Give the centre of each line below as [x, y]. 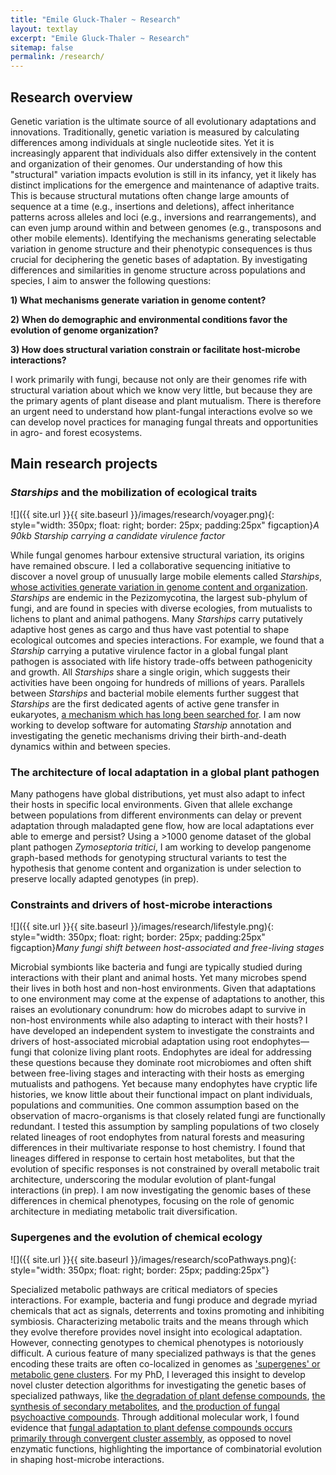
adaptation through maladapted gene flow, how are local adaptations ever [162, 825]
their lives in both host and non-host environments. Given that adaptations [163, 988]
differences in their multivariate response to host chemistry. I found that [158, 1148]
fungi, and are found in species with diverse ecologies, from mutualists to [161, 608]
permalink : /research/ [57, 57]
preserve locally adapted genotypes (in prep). [105, 878]
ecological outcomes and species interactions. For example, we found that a [167, 640]
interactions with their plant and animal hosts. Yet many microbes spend [158, 978]
